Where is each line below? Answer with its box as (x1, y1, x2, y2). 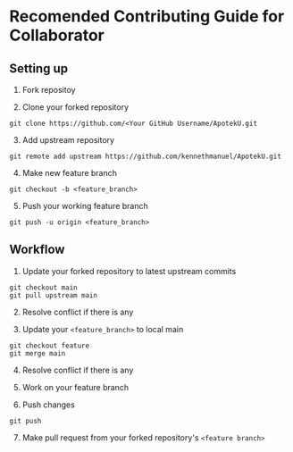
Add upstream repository (21, 135, 114, 145)
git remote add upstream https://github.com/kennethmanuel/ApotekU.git (9, 152, 281, 161)
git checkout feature (9, 341, 90, 350)
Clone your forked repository (21, 102, 130, 113)
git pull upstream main (9, 290, 98, 300)
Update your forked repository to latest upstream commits (21, 265, 237, 276)
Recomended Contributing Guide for (9, 6, 285, 27)
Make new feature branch (21, 168, 118, 178)
